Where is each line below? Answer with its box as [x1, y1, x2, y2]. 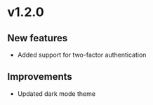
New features [7, 32, 68, 44]
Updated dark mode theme [17, 89, 96, 98]
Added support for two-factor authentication [17, 50, 147, 59]
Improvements [7, 71, 72, 83]
